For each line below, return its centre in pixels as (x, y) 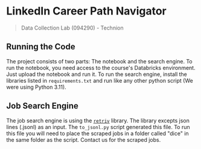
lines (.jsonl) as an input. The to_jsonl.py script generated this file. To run (98, 127)
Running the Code (41, 47)
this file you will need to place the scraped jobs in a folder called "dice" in (97, 133)
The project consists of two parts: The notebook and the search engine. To (100, 61)
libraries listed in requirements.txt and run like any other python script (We (100, 80)
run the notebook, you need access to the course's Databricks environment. (101, 68)
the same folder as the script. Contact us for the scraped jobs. (84, 139)
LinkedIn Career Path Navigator (87, 11)
